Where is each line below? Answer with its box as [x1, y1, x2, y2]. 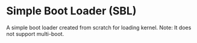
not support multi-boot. [6, 30, 64, 37]
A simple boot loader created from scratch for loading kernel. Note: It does [6, 24, 192, 31]
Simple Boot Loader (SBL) [6, 4, 137, 18]
